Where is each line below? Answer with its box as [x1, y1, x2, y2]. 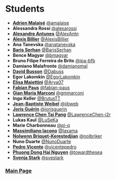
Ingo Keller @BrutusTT [12, 95, 61, 101]
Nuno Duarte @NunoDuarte [12, 138, 71, 145]
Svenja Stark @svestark [12, 154, 64, 160]
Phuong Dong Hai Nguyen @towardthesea [12, 149, 103, 155]
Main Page [5, 167, 32, 174]
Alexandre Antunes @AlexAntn [12, 30, 79, 37]
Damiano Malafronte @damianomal [12, 63, 88, 69]
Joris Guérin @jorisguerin [12, 106, 67, 112]
